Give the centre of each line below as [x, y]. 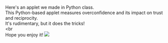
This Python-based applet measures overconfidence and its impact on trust [84, 13]
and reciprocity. [22, 18]
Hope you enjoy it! [24, 35]
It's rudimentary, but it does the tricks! [45, 23]
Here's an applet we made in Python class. [50, 7]
